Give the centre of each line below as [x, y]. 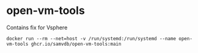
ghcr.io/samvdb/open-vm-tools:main [76, 44]
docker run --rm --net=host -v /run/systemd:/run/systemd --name [91, 38]
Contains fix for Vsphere [37, 27]
